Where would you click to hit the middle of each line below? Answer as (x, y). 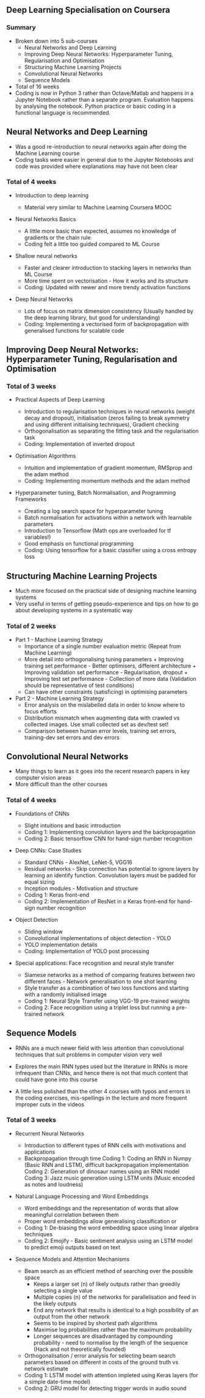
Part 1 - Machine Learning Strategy (59, 639)
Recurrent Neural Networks (49, 1133)
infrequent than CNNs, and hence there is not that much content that (102, 1073)
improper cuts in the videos (49, 1104)
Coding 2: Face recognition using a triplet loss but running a (99, 1007)
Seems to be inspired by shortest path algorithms (95, 1323)
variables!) (38, 537)
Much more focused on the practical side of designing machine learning (106, 591)
